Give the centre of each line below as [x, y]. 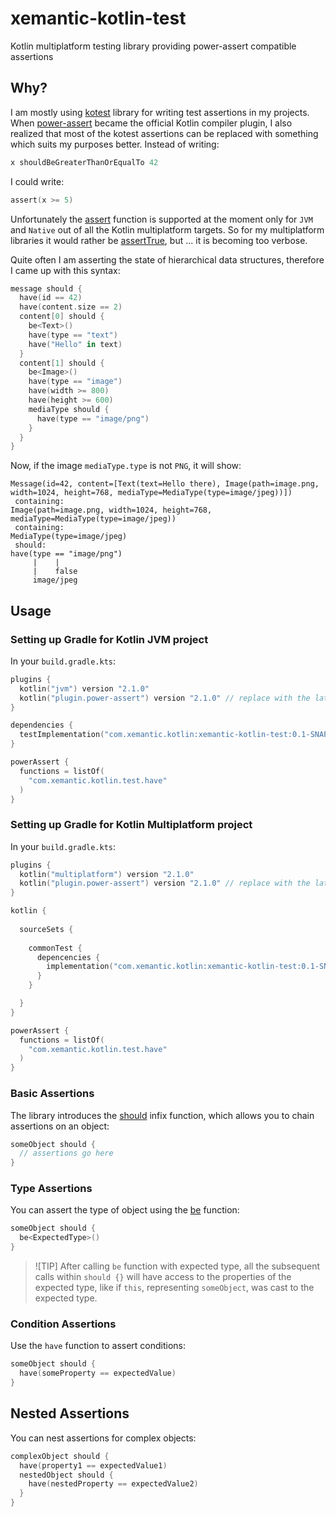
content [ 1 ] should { [62, 363]
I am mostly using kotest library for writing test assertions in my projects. [160, 112]
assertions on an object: [60, 1126]
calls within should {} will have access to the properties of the [163, 1277]
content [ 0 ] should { [62, 317]
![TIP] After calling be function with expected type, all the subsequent [177, 1266]
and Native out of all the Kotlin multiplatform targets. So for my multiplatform [167, 229]
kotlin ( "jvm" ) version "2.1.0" [84, 688]
